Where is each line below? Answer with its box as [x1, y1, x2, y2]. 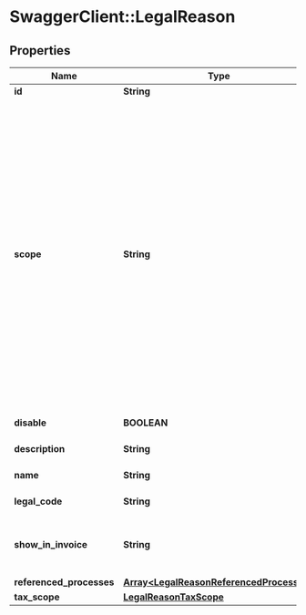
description [14, 443, 66, 455]
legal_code [14, 495, 63, 507]
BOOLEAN [122, 416, 168, 429]
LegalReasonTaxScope [122, 590, 225, 603]
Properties [9, 43, 71, 58]
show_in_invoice [14, 538, 88, 550]
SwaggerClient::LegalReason [9, 6, 236, 27]
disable [14, 416, 47, 429]
